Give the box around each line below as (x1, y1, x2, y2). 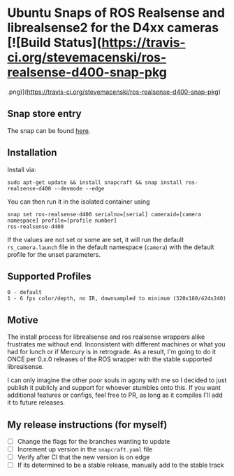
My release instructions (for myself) (7, 419, 168, 430)
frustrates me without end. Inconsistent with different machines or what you (7, 340, 226, 349)
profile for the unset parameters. (7, 250, 101, 258)
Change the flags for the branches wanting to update (17, 437, 170, 445)
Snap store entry (7, 108, 82, 120)
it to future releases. (7, 398, 65, 407)
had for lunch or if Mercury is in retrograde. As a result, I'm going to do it (7, 348, 217, 356)
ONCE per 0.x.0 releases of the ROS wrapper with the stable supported (7, 355, 212, 363)
